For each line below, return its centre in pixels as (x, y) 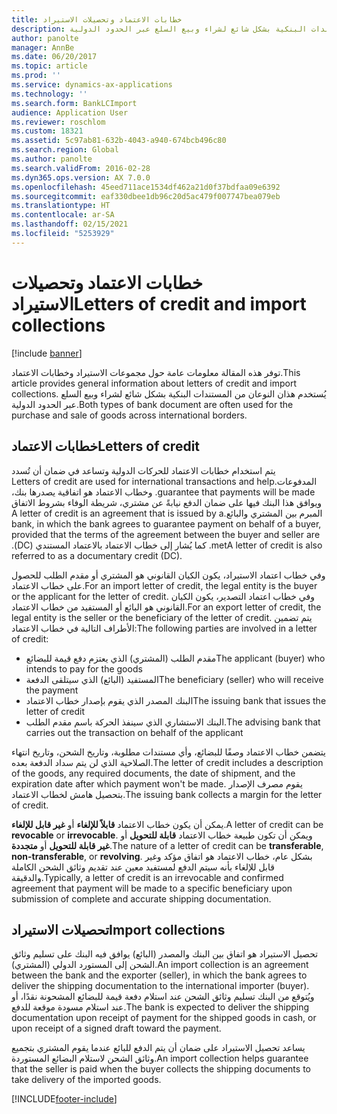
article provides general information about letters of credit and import (154, 383)
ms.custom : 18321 (47, 131)
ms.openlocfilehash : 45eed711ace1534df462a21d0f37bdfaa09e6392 (146, 187)
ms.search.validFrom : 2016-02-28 (81, 168)
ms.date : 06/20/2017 (54, 57)
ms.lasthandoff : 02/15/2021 (70, 224)
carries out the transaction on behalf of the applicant (134, 732)
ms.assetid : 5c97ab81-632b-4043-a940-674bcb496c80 (119, 141)
